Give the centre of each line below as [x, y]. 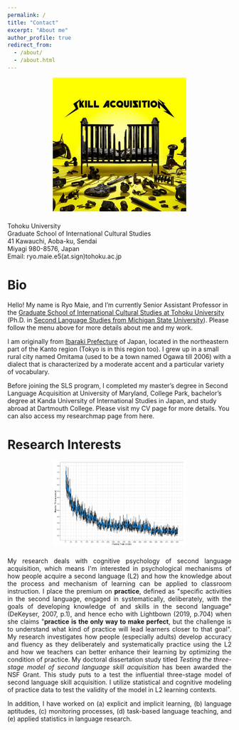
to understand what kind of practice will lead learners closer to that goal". [119, 629]
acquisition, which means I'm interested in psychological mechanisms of [119, 569]
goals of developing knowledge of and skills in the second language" [119, 607]
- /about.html [34, 61]
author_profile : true [39, 38]
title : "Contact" [33, 22]
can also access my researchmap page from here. [81, 416]
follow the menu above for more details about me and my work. [100, 328]
